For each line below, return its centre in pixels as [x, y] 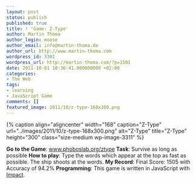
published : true [27, 23]
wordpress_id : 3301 [31, 57]
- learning [20, 90]
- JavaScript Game [29, 96]
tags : [13, 85]
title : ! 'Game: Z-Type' [37, 29]
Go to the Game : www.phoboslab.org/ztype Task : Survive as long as [92, 149]
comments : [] [23, 101]
